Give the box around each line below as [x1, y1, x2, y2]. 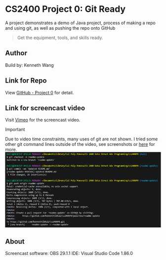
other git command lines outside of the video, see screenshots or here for [5, 141, 155, 147]
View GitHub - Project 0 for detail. [5, 89, 74, 95]
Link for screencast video [5, 104, 85, 112]
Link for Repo [5, 77, 47, 85]
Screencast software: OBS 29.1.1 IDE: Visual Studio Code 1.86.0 [5, 251, 133, 257]
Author [5, 49, 27, 57]
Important [5, 127, 25, 132]
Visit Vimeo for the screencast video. [5, 117, 81, 123]
